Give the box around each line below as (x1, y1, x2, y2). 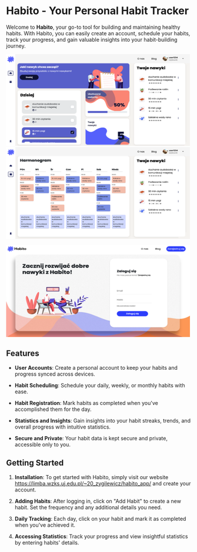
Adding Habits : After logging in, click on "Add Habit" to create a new (14, 497, 181, 504)
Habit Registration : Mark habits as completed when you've (14, 399, 159, 406)
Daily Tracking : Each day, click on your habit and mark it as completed (14, 515, 186, 522)
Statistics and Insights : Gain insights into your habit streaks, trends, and (14, 417, 191, 424)
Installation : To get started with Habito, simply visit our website (14, 473, 169, 480)
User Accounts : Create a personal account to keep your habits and (14, 364, 178, 371)
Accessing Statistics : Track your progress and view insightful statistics (14, 533, 188, 540)
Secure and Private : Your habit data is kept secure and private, (14, 434, 168, 441)
